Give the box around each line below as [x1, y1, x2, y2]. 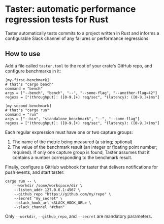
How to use [5, 50, 40, 58]
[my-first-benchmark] [5, 77, 50, 82]
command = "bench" [5, 86, 43, 91]
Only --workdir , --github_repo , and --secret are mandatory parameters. [5, 213, 152, 219]
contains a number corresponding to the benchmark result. [12, 154, 132, 160]
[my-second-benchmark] [5, 103, 52, 108]
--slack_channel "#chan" [14, 204, 65, 210]
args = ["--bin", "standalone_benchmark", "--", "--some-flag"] [5, 116, 140, 121]
